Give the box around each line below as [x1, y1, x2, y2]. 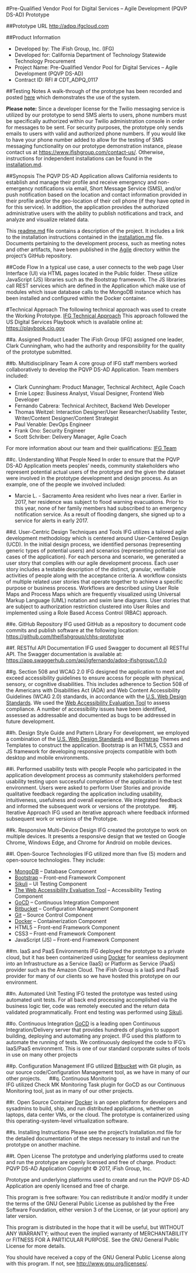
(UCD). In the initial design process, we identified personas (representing [6, 541, 182, 548]
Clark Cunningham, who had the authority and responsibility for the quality [6, 342, 185, 349]
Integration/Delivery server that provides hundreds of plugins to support [6, 1027, 180, 1033]
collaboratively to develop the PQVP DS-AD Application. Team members [6, 366, 179, 373]
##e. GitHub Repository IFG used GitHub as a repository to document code [6, 620, 187, 627]
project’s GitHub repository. [6, 252, 72, 259]
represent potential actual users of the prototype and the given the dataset [6, 468, 185, 475]
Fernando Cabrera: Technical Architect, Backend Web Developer [14, 402, 170, 409]
